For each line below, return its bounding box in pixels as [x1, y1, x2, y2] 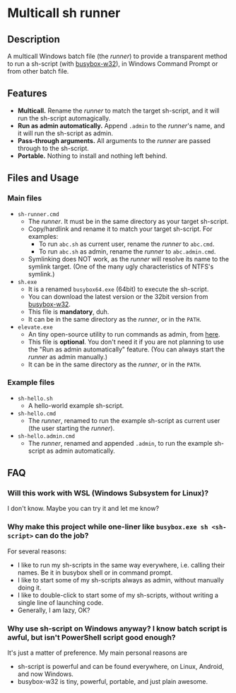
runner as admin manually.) [28, 352, 108, 361]
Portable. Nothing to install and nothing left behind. [17, 151, 167, 160]
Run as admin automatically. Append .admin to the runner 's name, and [17, 121, 225, 130]
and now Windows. [17, 670, 74, 678]
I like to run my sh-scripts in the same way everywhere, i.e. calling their [17, 560, 225, 569]
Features [7, 87, 47, 100]
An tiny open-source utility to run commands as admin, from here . [28, 329, 220, 338]
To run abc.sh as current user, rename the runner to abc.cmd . [38, 240, 215, 248]
